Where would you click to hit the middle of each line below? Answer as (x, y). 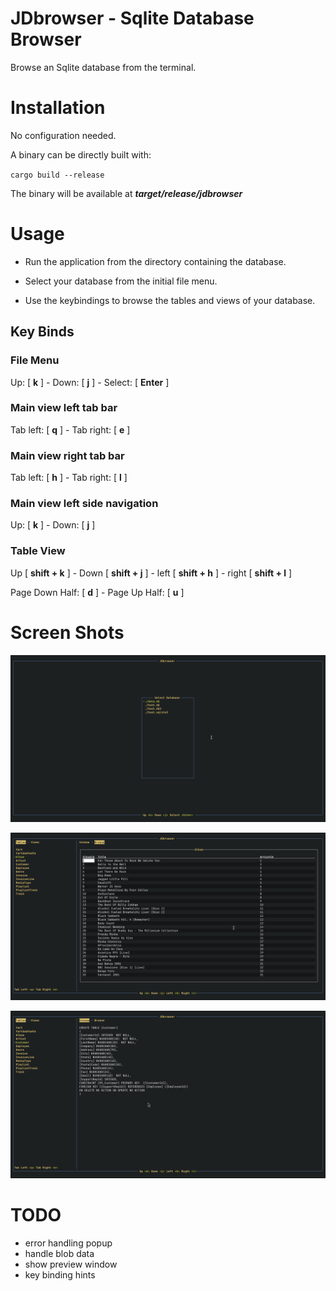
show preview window (71, 1264)
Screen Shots (67, 632)
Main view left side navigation (84, 504)
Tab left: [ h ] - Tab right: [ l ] (69, 478)
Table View (38, 551)
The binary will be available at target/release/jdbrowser (126, 193)
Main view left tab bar (64, 408)
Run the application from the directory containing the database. (155, 261)
